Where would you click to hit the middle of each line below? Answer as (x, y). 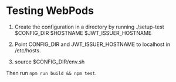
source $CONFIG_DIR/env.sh (50, 62)
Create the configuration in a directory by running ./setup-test (89, 27)
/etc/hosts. (28, 50)
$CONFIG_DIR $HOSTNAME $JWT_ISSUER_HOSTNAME (83, 33)
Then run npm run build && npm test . (51, 73)
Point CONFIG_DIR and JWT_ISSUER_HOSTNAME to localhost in (92, 44)
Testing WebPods (50, 11)
